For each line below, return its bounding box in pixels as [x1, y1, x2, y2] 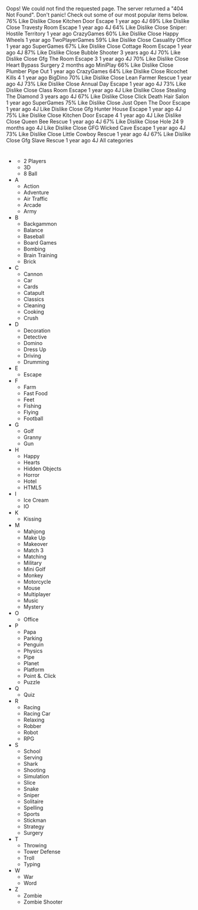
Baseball [23, 233, 45, 240]
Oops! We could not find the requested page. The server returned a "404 [6, 5, 184, 12]
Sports [23, 811, 40, 818]
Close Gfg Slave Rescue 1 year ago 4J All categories [6, 137, 134, 144]
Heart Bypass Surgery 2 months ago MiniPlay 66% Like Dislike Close [6, 61, 174, 69]
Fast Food [23, 390, 48, 397]
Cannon [23, 271, 43, 278]
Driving [23, 352, 41, 359]
